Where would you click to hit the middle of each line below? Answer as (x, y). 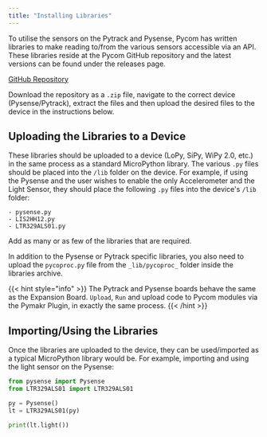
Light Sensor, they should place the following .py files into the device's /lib (132, 189)
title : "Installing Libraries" (60, 16)
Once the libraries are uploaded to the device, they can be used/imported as (133, 350)
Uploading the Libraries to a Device (97, 137)
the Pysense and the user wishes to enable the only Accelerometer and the (132, 181)
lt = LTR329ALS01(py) (44, 411)
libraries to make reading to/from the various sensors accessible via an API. (132, 47)
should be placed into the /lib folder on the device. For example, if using (128, 173)
